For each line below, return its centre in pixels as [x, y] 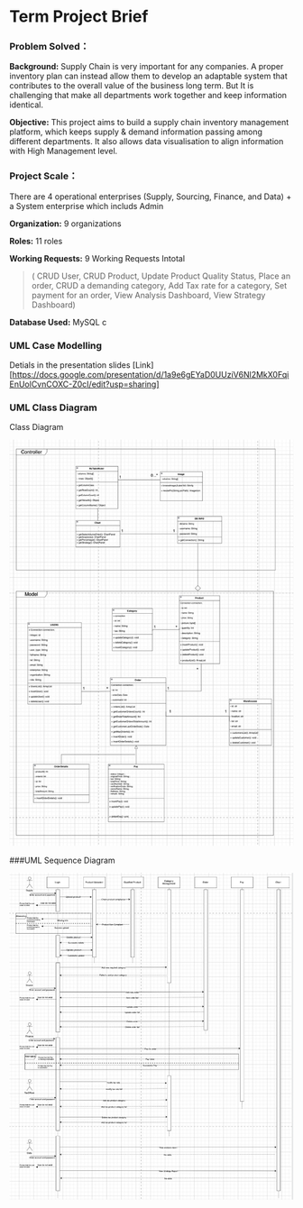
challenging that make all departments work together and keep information [148, 96]
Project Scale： [44, 176]
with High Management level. [64, 151]
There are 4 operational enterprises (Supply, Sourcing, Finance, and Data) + [151, 197]
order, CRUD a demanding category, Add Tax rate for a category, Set [159, 285]
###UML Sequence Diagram [62, 860]
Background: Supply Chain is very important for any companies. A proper [147, 67]
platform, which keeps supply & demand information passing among [136, 132]
